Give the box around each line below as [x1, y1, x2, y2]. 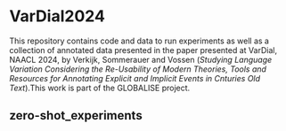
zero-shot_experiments [9, 108, 143, 123]
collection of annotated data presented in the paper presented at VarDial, [9, 44, 278, 55]
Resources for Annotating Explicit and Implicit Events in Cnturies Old [9, 73, 261, 83]
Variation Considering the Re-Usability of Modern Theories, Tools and [9, 64, 267, 74]
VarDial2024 [9, 6, 105, 27]
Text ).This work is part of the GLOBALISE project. [9, 82, 191, 93]
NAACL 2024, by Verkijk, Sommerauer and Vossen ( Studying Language [9, 54, 273, 65]
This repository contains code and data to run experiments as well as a [9, 35, 270, 46]
